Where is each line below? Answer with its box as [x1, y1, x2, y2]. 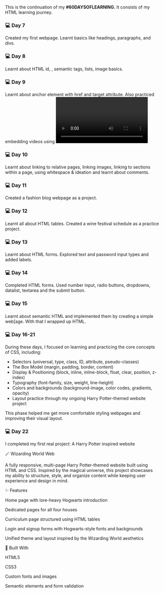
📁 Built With [5, 545, 29, 551]
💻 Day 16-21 [5, 331, 35, 338]
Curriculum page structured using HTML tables [5, 516, 100, 522]
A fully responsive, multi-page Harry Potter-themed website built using [5, 462, 148, 468]
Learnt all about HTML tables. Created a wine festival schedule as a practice [5, 220, 159, 226]
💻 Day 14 [5, 269, 28, 276]
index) [12, 374, 25, 380]
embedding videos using [5, 138, 55, 144]
